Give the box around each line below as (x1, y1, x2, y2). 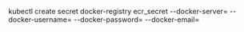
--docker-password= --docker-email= (73, 15, 200, 24)
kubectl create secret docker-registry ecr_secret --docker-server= (8, 7, 228, 16)
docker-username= (8, 15, 72, 24)
